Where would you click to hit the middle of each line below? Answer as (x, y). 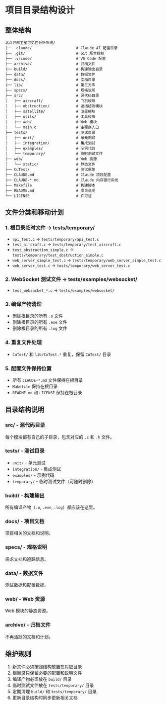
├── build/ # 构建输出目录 (54, 69)
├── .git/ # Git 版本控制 (55, 53)
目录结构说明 (25, 410)
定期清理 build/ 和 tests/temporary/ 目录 (55, 692)
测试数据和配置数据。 (27, 585)
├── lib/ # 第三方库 (50, 85)
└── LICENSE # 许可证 (49, 196)
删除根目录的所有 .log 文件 (40, 328)
